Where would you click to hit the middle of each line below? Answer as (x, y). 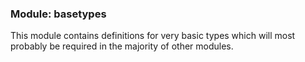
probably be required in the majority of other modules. (122, 46)
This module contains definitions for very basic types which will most (153, 36)
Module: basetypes (58, 14)
